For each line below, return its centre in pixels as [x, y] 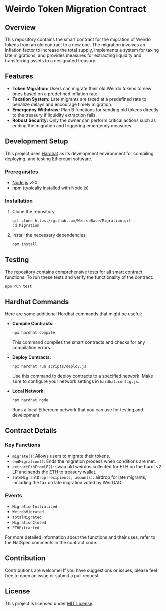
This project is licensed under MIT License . [49, 603]
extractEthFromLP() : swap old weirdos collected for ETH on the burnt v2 [86, 466]
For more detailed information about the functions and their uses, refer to [80, 537]
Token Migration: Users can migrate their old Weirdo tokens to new [82, 88]
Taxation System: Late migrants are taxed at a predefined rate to [79, 99]
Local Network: [29, 391]
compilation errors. [32, 348]
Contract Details [31, 431]
